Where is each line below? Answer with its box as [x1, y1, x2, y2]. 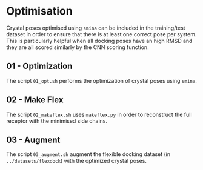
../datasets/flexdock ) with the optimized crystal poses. [6, 157, 147, 165]
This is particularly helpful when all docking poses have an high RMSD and [6, 37, 193, 44]
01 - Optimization [6, 61, 73, 71]
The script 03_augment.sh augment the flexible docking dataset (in [6, 151, 171, 158]
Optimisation [6, 4, 73, 18]
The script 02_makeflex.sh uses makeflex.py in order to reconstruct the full [6, 111, 192, 118]
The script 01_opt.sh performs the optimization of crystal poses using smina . [6, 77, 197, 84]
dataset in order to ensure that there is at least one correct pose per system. [6, 30, 197, 38]
